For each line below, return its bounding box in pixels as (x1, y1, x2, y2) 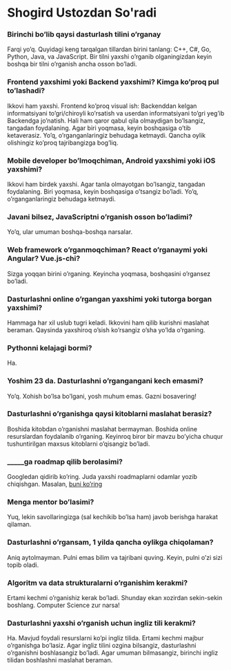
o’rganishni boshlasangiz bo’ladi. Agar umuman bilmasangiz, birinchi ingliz (7, 649, 219, 657)
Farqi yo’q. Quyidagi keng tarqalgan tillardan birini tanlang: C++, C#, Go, (7, 45, 212, 53)
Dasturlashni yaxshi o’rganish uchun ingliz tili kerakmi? (7, 618, 197, 628)
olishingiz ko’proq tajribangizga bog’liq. (7, 138, 119, 147)
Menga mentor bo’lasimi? (7, 497, 94, 507)
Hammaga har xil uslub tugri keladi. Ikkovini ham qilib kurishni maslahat (7, 318, 210, 327)
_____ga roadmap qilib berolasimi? (7, 457, 123, 467)
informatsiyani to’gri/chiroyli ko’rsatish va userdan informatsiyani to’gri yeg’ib (7, 109, 225, 117)
